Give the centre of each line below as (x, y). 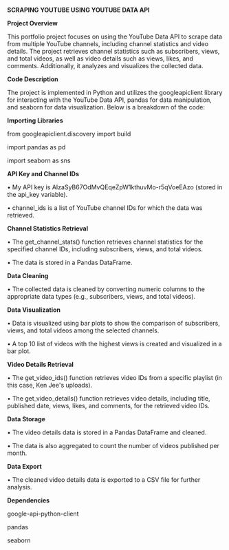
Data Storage (26, 419)
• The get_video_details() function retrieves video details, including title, (109, 398)
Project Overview (33, 23)
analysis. (20, 487)
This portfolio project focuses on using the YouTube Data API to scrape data (115, 36)
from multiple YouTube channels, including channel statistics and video (108, 44)
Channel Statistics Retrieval (47, 229)
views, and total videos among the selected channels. (83, 330)
